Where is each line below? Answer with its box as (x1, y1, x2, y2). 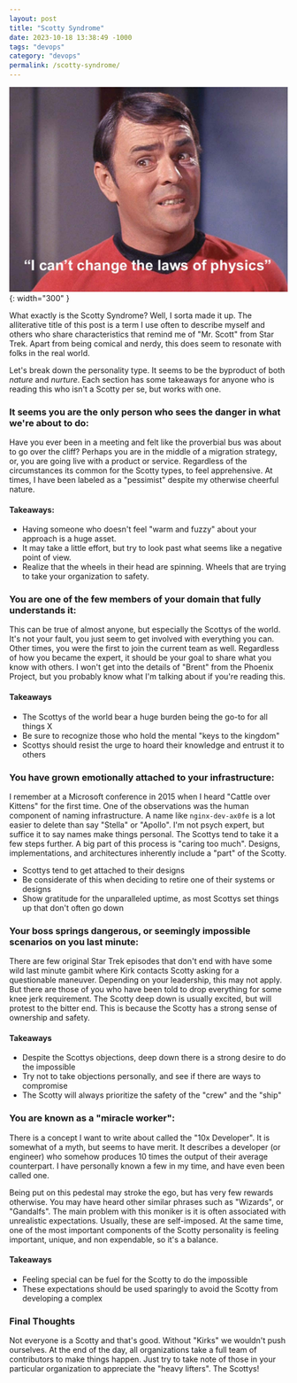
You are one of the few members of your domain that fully (9, 594, 262, 606)
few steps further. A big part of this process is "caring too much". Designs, (9, 838, 281, 849)
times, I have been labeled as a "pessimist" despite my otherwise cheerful (9, 474, 279, 485)
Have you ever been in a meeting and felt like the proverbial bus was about (9, 437, 282, 447)
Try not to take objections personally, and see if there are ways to (21, 1071, 261, 1082)
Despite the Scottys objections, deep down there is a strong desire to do (21, 1053, 286, 1063)
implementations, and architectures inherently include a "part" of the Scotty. (9, 847, 287, 859)
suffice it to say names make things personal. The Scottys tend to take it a (9, 828, 279, 839)
